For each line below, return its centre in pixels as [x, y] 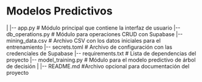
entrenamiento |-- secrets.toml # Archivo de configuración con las [89, 47]
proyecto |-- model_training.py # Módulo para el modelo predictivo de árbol [101, 60]
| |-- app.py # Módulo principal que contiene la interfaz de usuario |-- [93, 28]
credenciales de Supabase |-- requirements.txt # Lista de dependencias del [101, 53]
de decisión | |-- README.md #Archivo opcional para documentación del [98, 66]
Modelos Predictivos [59, 11]
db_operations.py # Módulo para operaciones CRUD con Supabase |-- [95, 34]
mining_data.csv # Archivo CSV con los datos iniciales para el [84, 40]
